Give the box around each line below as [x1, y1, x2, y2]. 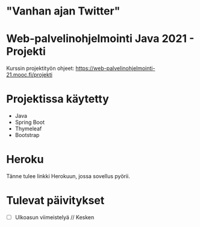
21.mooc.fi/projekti [6, 71, 53, 78]
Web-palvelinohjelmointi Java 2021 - [6, 32, 195, 46]
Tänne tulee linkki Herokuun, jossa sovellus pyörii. [6, 173, 131, 179]
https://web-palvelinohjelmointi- [75, 65, 155, 72]
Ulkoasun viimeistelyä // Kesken [14, 213, 95, 221]
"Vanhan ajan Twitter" [6, 4, 120, 18]
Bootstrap [14, 132, 40, 139]
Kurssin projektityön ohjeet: [6, 65, 75, 72]
